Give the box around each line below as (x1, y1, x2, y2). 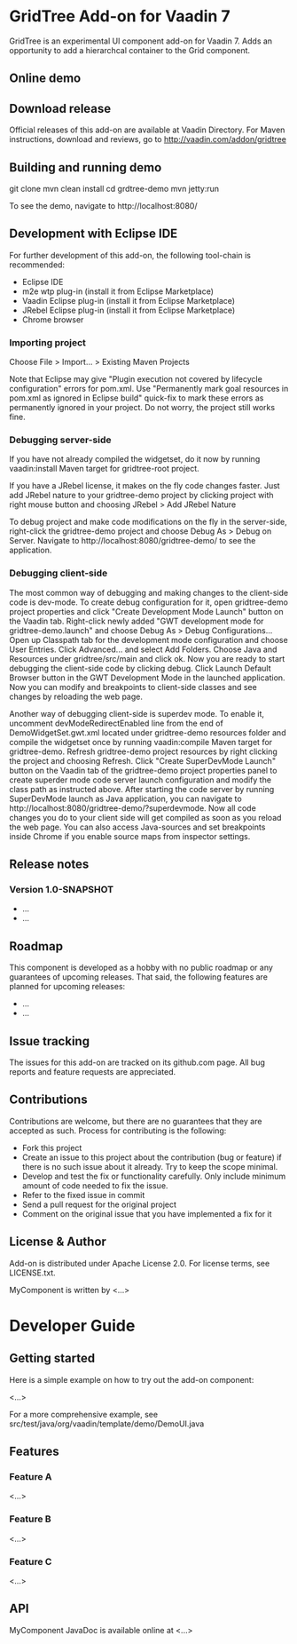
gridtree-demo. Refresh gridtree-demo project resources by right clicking (9, 746, 277, 757)
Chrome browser (21, 314, 84, 325)
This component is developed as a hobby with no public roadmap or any (9, 962, 273, 973)
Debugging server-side (9, 433, 113, 446)
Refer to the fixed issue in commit (21, 1189, 145, 1200)
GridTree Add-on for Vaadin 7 (9, 6, 231, 27)
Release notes (9, 857, 90, 872)
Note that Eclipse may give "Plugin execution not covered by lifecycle (9, 374, 263, 385)
